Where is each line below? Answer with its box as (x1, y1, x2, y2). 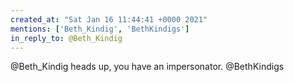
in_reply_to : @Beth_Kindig (10, 33, 123, 43)
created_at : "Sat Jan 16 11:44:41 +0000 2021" (10, 14, 208, 25)
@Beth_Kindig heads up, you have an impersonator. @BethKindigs (10, 61, 285, 73)
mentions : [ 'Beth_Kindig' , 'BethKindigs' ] (10, 24, 190, 34)
